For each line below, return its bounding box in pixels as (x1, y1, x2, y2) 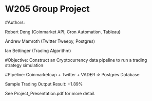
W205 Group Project (5, 3, 90, 15)
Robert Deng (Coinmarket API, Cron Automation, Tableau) (5, 29, 121, 34)
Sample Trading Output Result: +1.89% (5, 81, 83, 87)
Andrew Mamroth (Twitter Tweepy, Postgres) (5, 38, 95, 44)
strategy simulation (5, 62, 44, 68)
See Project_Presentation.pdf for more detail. (5, 90, 96, 96)
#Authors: (5, 19, 25, 25)
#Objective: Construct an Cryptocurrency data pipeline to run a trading (5, 57, 147, 63)
